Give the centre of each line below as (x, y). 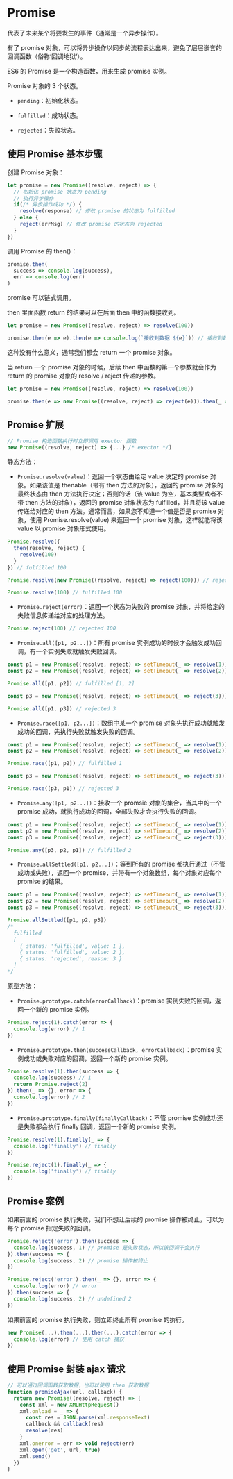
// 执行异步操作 (34, 198)
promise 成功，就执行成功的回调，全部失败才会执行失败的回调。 (109, 811)
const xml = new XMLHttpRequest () (69, 1405)
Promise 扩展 (36, 425)
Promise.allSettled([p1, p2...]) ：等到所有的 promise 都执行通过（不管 (121, 864)
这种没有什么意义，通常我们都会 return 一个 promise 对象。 (92, 352)
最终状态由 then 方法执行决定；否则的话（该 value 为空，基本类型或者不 (120, 494)
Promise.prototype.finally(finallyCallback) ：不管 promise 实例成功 (117, 1118)
